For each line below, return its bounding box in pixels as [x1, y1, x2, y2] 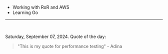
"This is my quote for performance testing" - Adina [17, 43, 122, 49]
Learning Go [12, 9, 38, 15]
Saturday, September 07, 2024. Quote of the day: [5, 33, 106, 39]
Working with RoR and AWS [12, 4, 69, 10]
